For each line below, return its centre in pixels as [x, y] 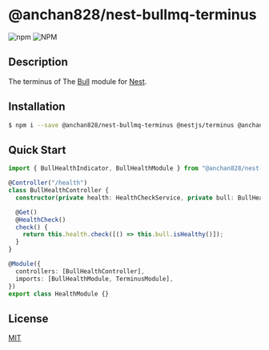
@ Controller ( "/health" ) [48, 183]
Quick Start [37, 150]
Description [38, 62]
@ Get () [26, 212]
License [28, 318]
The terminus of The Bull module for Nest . [78, 81]
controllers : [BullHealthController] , [80, 271]
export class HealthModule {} [59, 294]
